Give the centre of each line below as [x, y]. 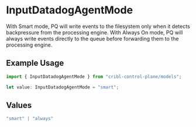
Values [19, 105]
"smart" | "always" [30, 119]
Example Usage [35, 63]
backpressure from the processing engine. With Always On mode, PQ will [94, 32]
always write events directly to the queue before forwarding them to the [92, 38]
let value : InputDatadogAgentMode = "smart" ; [62, 87]
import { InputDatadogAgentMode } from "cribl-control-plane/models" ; [94, 76]
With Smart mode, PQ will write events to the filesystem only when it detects [98, 26]
